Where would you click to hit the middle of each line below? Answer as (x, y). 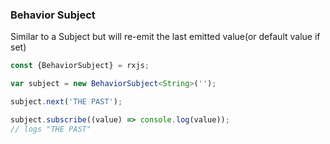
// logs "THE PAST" (51, 129)
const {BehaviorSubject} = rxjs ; (80, 66)
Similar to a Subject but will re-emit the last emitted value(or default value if (165, 37)
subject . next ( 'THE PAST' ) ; (66, 102)
